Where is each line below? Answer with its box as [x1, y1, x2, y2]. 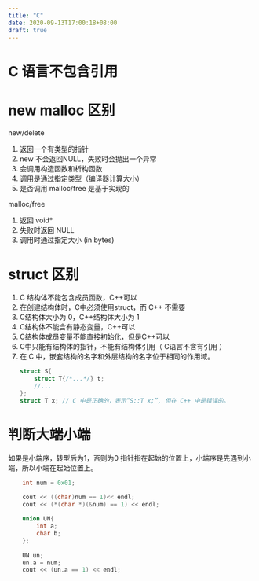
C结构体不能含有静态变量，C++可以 [19, 322, 136, 332]
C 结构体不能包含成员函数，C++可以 [19, 292, 137, 303]
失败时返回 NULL [19, 225, 75, 234]
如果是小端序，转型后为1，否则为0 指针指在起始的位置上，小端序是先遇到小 [8, 453, 251, 462]
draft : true [8, 26, 47, 34]
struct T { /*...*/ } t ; [34, 375, 104, 383]
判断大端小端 [8, 426, 92, 443]
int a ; [36, 522, 58, 531]
